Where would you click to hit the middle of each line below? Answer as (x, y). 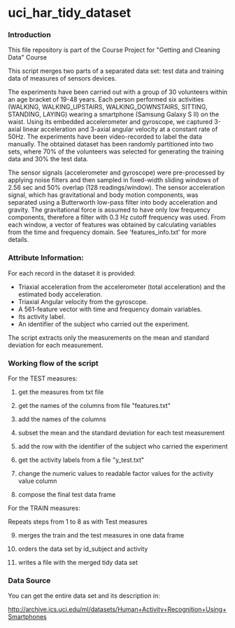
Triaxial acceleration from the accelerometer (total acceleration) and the (122, 287)
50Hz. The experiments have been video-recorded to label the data (105, 137)
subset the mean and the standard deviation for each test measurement (121, 433)
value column (37, 481)
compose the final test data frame (67, 495)
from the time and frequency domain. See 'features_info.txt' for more (107, 232)
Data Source (29, 581)
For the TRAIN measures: (44, 508)
